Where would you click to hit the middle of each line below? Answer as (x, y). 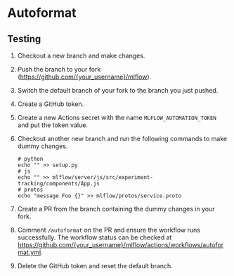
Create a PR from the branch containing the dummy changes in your (116, 209)
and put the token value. (52, 125)
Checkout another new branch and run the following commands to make (122, 139)
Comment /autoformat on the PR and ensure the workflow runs (109, 230)
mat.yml (29, 252)
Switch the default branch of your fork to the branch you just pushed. (118, 90)
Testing (24, 39)
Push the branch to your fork (59, 69)
